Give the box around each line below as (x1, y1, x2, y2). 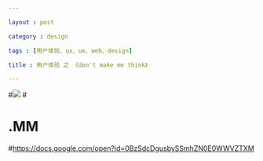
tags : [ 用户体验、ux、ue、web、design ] (8, 46, 133, 55)
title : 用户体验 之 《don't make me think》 (8, 60, 148, 69)
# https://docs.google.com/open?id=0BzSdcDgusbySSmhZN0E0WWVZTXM (8, 144, 255, 153)
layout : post (8, 18, 55, 26)
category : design (8, 32, 68, 40)
